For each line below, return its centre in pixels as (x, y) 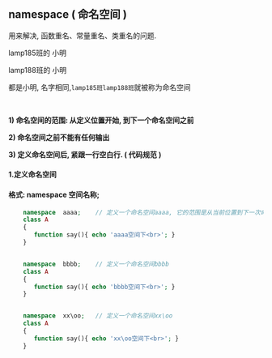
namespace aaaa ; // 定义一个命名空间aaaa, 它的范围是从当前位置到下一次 (142, 212)
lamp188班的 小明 (38, 70)
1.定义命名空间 (32, 175)
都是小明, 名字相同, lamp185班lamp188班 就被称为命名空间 (100, 87)
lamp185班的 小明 (38, 53)
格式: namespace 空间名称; (54, 194)
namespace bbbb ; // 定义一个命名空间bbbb (96, 264)
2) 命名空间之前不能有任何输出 (59, 137)
